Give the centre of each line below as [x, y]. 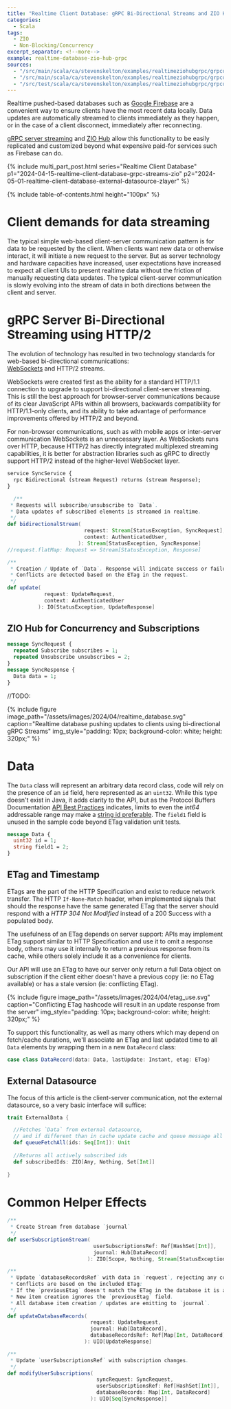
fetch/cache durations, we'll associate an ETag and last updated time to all [112, 1040]
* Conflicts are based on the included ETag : [76, 1284]
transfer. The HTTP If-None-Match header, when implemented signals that [112, 899]
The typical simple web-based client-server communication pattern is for [111, 241]
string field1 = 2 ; [41, 847]
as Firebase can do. [35, 153]
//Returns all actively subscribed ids [70, 1155]
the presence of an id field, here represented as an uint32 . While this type [112, 792]
